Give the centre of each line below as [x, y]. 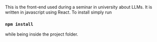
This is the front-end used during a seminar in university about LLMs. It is [79, 7]
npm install [19, 24]
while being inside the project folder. [42, 34]
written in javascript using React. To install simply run [59, 12]
